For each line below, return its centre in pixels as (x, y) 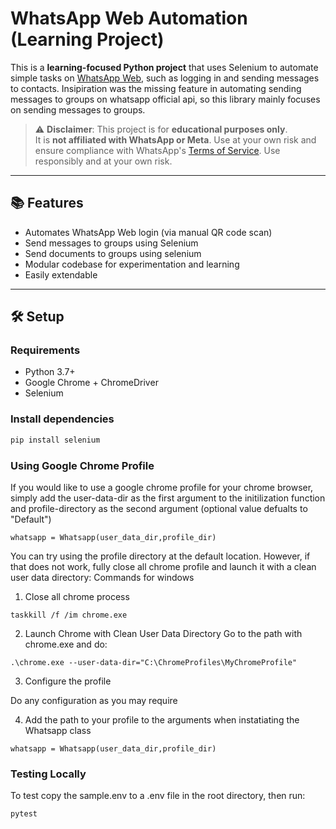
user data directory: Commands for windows (102, 577)
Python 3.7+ (50, 372)
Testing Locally (48, 774)
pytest (24, 814)
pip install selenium (55, 440)
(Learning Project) (87, 39)
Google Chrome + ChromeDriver (91, 383)
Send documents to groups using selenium (113, 253)
